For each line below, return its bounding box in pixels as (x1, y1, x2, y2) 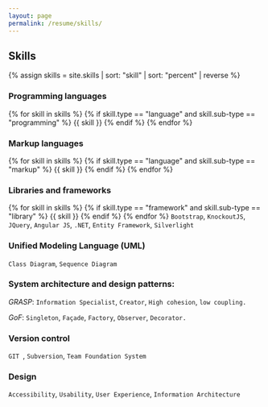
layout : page (8, 11, 52, 20)
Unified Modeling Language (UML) (8, 240, 146, 251)
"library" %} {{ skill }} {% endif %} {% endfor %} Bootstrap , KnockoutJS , (8, 211, 245, 222)
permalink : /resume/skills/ (8, 19, 103, 27)
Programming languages (8, 90, 107, 102)
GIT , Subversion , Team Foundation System (8, 351, 146, 361)
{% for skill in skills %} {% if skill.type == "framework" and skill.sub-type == (8, 203, 262, 213)
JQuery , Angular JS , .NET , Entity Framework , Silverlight (8, 220, 195, 230)
